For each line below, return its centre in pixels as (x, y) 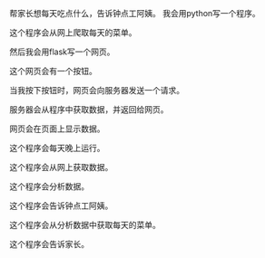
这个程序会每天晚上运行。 (57, 148)
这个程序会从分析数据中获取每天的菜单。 (85, 225)
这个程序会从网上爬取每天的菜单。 (73, 33)
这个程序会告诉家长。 (49, 244)
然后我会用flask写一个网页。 (62, 52)
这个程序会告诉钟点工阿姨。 (61, 205)
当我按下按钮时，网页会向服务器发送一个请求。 (97, 90)
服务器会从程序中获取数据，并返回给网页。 (89, 110)
